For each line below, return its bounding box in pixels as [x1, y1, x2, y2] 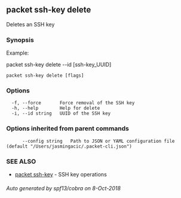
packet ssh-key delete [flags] [6, 73, 84, 79]
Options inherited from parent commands [6, 124, 130, 133]
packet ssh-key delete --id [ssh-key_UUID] [6, 61, 112, 68]
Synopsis [6, 35, 34, 44]
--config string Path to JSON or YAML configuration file [22, 138, 175, 144]
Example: [6, 49, 29, 56]
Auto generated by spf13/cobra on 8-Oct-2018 [6, 184, 121, 191]
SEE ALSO [6, 157, 36, 166]
